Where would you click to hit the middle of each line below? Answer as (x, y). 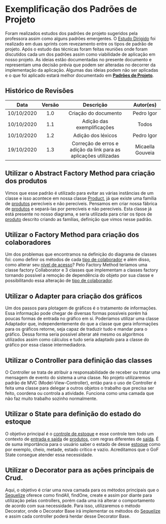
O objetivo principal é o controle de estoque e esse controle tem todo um (80, 434)
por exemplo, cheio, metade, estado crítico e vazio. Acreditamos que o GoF (82, 449)
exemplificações (95, 127)
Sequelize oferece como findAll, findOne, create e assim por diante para (79, 495)
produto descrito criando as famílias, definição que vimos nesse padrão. (79, 219)
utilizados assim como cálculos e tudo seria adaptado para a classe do (77, 340)
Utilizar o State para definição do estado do (73, 414)
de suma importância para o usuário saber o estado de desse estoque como (83, 444)
